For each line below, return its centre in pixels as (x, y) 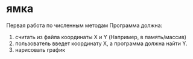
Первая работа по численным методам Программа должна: (84, 25)
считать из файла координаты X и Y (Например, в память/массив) (101, 37)
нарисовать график (40, 49)
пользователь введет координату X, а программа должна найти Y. (101, 43)
